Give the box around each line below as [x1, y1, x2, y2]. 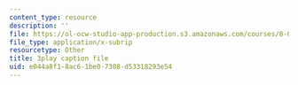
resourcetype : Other [9, 46, 86, 55]
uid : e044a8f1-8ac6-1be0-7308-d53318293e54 [9, 63, 173, 72]
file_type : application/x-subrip [9, 37, 133, 47]
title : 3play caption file [9, 54, 109, 63]
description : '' [9, 21, 69, 30]
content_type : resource [9, 12, 98, 22]
